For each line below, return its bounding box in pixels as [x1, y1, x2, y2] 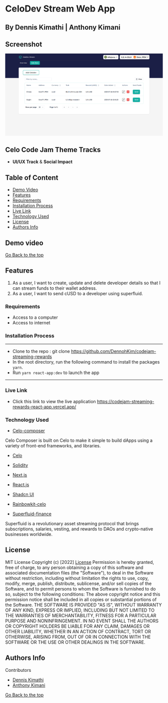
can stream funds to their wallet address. [12, 285, 97, 291]
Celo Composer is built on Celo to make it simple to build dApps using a [5, 437, 153, 443]
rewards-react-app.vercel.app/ [12, 404, 76, 410]
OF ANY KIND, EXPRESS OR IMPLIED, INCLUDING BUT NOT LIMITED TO [5, 607, 155, 613]
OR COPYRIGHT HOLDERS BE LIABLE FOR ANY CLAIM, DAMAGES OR [5, 623, 150, 629]
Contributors [5, 667, 31, 673]
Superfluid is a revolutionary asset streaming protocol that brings [5, 520, 139, 526]
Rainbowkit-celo [12, 501, 46, 507]
